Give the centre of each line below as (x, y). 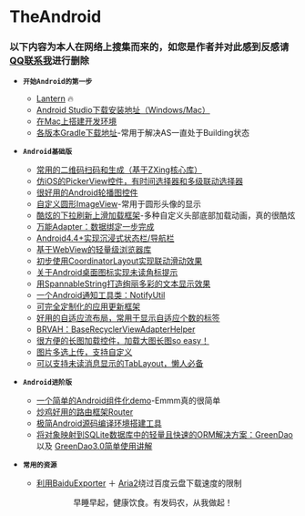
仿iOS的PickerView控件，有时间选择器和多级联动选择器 (140, 181)
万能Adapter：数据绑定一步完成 (95, 227)
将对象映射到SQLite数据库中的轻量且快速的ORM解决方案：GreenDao (164, 435)
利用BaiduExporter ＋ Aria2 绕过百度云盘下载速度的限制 (139, 483)
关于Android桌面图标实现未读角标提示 (107, 273)
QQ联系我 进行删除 (49, 61)
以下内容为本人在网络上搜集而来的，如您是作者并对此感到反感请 (149, 47)
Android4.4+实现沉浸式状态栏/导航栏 (105, 238)
